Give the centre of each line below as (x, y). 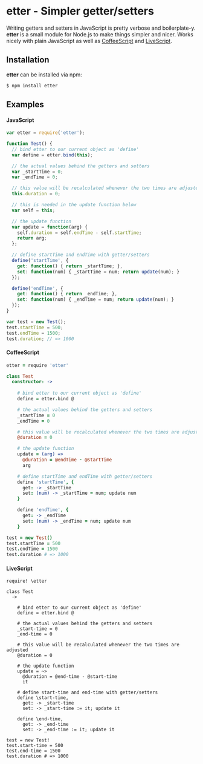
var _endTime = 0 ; (35, 177)
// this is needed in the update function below (74, 205)
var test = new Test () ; (36, 322)
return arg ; (32, 238)
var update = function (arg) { (50, 227)
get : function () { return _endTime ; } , (67, 294)
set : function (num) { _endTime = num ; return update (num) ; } (95, 300)
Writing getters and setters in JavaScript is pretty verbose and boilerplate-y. (101, 28)
